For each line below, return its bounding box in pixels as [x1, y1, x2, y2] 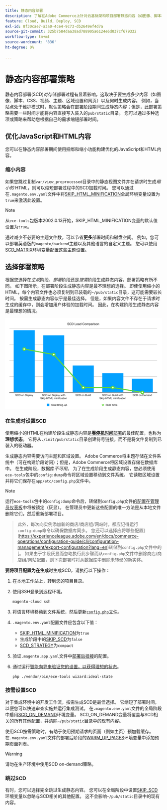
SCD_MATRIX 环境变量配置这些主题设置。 [5, 247, 89, 253]
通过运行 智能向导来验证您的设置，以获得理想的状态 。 [12, 663, 122, 669]
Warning [5, 751, 22, 757]
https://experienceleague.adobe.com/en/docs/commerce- [19, 533, 139, 539]
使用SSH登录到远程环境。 [12, 588, 66, 594]
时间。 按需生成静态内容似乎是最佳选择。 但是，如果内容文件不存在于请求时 [5, 296, 160, 302]
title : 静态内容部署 [5, 8, 43, 13]
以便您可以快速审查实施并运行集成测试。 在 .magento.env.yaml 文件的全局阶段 [5, 705, 162, 711]
